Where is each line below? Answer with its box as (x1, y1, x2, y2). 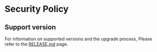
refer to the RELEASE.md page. (4, 41, 69, 47)
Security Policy (4, 3, 69, 15)
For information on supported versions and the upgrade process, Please (4, 36, 153, 42)
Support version (4, 23, 56, 31)
